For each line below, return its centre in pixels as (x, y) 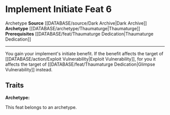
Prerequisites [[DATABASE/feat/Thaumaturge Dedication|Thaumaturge (79, 34)
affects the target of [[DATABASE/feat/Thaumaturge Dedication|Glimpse (80, 64)
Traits (15, 86)
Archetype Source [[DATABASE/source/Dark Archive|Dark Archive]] (76, 23)
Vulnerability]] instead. (29, 69)
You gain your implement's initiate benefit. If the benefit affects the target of (84, 53)
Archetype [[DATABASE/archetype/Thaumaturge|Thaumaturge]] (73, 28)
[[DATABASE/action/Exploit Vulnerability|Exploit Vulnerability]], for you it (80, 59)
